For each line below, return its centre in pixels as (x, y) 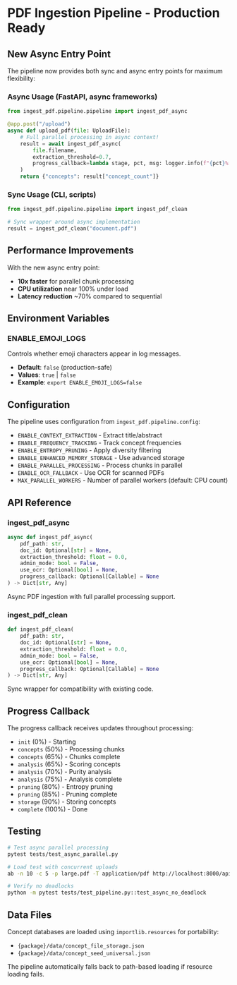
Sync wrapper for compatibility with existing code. (80, 689)
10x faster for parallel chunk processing (75, 281)
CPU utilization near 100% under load (73, 289)
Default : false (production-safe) (65, 368)
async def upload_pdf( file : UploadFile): (69, 131)
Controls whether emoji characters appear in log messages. (94, 353)
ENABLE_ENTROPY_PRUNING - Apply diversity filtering (89, 450)
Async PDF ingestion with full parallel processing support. (91, 596)
